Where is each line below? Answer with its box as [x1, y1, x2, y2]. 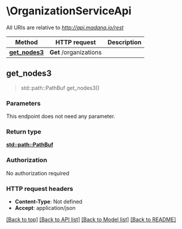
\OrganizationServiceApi [6, 4, 132, 18]
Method [15, 38, 38, 46]
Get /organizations [50, 48, 102, 56]
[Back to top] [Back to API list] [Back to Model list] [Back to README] [6, 216, 176, 223]
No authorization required [6, 169, 70, 177]
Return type [6, 127, 42, 135]
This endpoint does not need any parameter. [6, 113, 115, 120]
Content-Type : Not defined [14, 198, 82, 205]
